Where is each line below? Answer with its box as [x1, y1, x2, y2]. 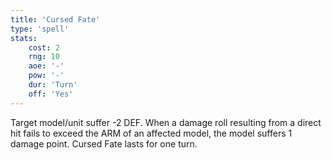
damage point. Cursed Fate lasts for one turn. [10, 137, 198, 150]
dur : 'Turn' [28, 80, 78, 90]
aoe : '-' [28, 61, 65, 71]
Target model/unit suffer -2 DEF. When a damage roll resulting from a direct [10, 116, 322, 128]
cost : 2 [28, 42, 60, 53]
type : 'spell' [10, 24, 70, 34]
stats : [10, 33, 38, 43]
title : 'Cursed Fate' [10, 14, 101, 25]
